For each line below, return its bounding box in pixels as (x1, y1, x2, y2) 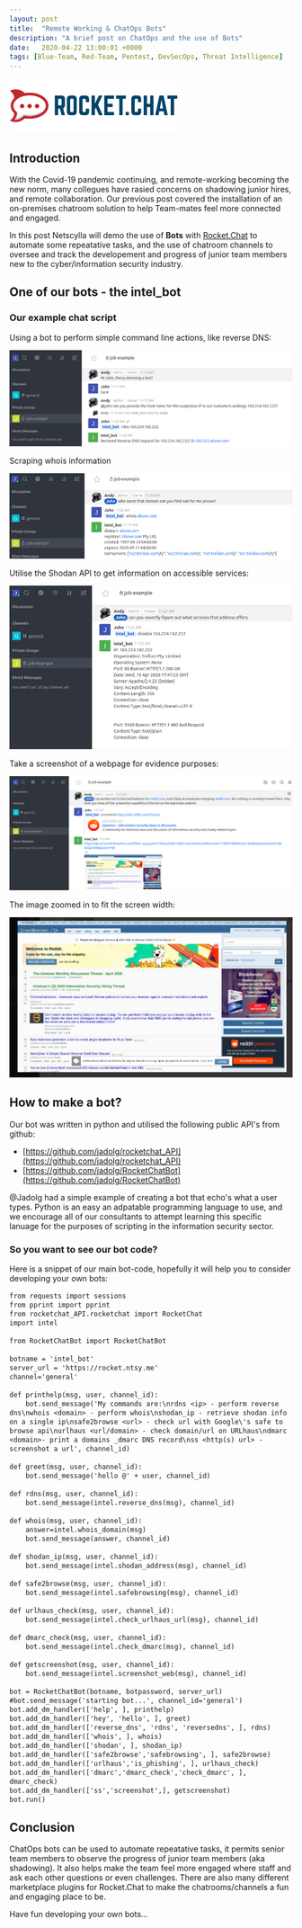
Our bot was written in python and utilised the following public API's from (9, 1119, 280, 1129)
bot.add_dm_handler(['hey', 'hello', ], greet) (9, 1714, 191, 1724)
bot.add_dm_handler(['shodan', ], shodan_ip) (9, 1741, 182, 1751)
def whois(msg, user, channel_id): (9, 1516, 143, 1526)
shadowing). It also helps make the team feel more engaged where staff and (9, 1862, 292, 1873)
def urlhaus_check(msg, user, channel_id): (9, 1606, 175, 1616)
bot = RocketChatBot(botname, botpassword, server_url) (9, 1687, 223, 1697)
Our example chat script (9, 311, 117, 324)
